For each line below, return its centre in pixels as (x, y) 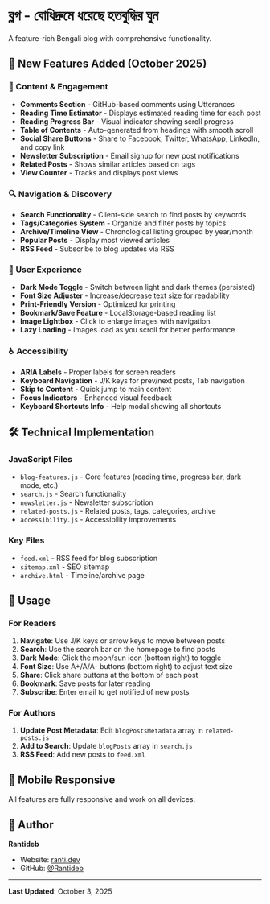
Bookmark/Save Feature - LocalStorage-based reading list (118, 313)
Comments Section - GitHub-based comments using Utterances (127, 104)
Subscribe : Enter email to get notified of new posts (104, 692)
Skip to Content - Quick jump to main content (96, 389)
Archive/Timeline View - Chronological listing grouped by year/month (136, 231)
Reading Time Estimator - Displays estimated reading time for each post (140, 113)
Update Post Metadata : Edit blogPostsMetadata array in (111, 730)
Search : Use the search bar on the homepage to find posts (117, 650)
